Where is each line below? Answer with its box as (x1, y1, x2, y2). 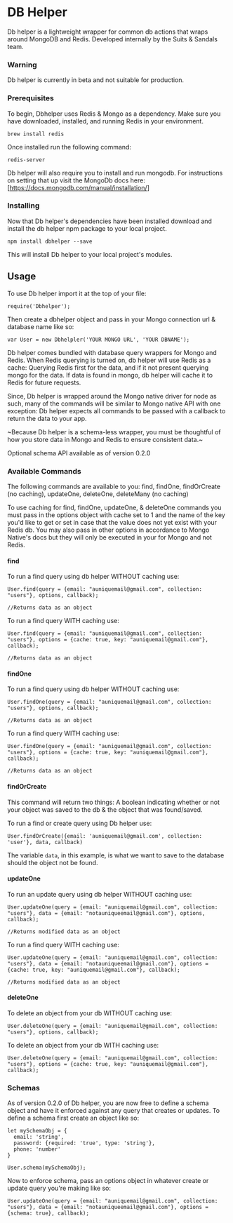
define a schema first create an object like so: (7, 1114, 140, 1123)
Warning (7, 60, 37, 69)
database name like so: (7, 322, 74, 330)
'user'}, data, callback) (7, 838, 83, 846)
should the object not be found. (7, 858, 98, 867)
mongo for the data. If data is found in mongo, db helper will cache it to (7, 370, 213, 379)
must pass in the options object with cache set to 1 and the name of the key (7, 510, 226, 519)
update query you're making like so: (7, 1184, 111, 1193)
